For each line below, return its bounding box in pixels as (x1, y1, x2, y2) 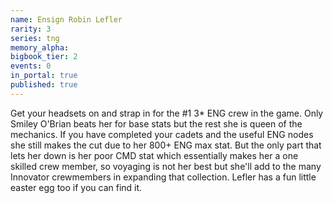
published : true (10, 80, 78, 90)
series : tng (10, 33, 60, 43)
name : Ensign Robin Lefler (10, 14, 123, 25)
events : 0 (10, 61, 52, 71)
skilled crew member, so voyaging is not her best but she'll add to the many (10, 160, 322, 172)
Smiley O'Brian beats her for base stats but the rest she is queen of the (10, 117, 303, 130)
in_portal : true (10, 71, 78, 81)
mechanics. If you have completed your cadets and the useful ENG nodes (10, 128, 314, 140)
